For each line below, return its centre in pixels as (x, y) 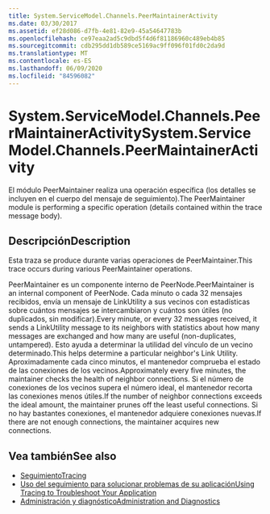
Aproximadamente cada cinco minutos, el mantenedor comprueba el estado (135, 362)
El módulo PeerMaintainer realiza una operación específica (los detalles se (132, 190)
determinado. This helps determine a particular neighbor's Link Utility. (123, 353)
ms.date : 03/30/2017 (43, 23)
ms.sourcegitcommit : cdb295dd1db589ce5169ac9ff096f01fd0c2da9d (117, 46)
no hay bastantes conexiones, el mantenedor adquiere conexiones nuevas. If (135, 414)
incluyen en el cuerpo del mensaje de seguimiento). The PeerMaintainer (127, 198)
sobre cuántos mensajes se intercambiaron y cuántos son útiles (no (120, 310)
